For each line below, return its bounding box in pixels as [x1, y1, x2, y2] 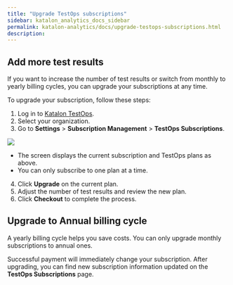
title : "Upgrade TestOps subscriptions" [7, 10, 128, 18]
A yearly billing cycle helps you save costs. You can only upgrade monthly [7, 234, 222, 242]
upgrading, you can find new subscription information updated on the [7, 262, 208, 271]
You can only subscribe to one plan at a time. [17, 166, 149, 175]
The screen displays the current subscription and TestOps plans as [17, 151, 212, 160]
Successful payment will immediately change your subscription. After [7, 255, 208, 263]
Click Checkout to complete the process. [17, 195, 137, 203]
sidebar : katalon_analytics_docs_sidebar [7, 17, 131, 24]
